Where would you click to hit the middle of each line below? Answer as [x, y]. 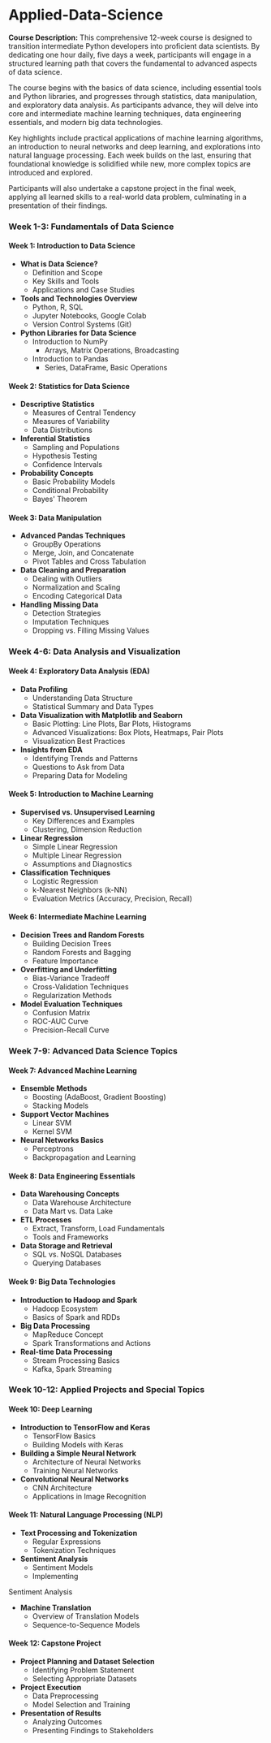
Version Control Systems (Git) [82, 324]
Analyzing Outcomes [67, 1722]
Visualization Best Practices [79, 741]
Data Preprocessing [65, 1696]
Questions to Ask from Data [78, 767]
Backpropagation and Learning [84, 1157]
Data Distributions [62, 430]
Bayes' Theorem [60, 499]
